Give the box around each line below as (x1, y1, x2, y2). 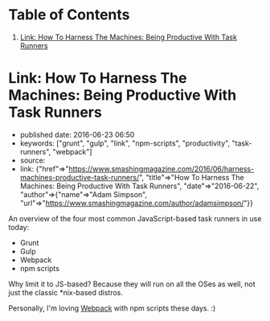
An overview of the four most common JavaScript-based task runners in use (8, 213, 262, 223)
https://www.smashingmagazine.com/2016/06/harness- (68, 163, 255, 174)
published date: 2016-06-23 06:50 (19, 130, 135, 139)
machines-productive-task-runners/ (19, 172, 140, 182)
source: (19, 155, 46, 165)
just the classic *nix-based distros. (8, 287, 123, 297)
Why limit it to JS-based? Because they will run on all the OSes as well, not (8, 279, 256, 289)
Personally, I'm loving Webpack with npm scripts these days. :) (8, 303, 216, 313)
